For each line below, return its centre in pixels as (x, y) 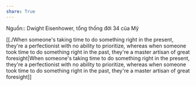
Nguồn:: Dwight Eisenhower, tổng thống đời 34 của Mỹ (73, 28)
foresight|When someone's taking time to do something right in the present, (98, 58)
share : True (21, 11)
